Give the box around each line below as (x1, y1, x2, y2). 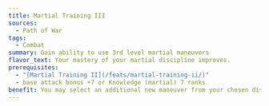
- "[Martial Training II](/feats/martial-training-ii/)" (15, 71, 210, 79)
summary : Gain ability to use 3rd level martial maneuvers (8, 49, 210, 57)
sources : (8, 19, 38, 27)
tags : (8, 33, 26, 42)
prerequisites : (8, 64, 59, 72)
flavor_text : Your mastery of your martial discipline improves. (8, 57, 231, 65)
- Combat (15, 41, 45, 49)
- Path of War (15, 26, 62, 34)
